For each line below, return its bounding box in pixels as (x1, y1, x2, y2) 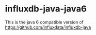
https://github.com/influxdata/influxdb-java (5, 24, 91, 30)
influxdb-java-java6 (5, 3, 87, 14)
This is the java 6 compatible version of (5, 19, 84, 25)
